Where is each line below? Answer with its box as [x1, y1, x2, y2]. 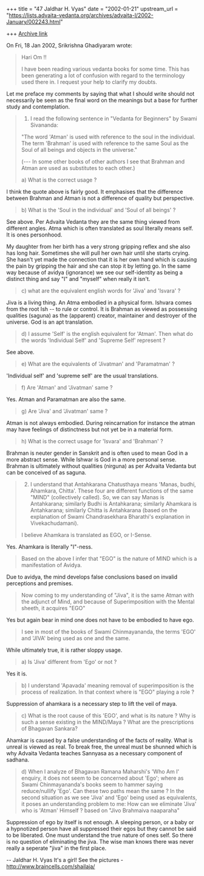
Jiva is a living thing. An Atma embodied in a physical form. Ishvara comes [6, 299, 192, 306]
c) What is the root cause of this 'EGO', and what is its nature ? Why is [21, 712, 196, 719]
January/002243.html [6, 18, 61, 25]
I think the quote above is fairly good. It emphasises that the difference [6, 188, 183, 195]
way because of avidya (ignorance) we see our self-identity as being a [6, 269, 183, 276]
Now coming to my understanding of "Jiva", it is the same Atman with [21, 591, 194, 599]
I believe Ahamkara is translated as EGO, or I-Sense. [21, 532, 152, 538]
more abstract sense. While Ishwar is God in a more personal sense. [6, 456, 177, 463]
